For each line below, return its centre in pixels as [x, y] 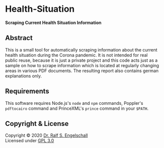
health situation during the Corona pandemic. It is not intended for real [76, 55]
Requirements [27, 91]
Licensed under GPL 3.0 [30, 141]
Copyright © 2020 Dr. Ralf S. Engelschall [47, 135]
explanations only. [23, 76]
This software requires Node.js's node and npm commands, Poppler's [74, 103]
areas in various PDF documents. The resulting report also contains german [82, 71]
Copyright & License [37, 123]
